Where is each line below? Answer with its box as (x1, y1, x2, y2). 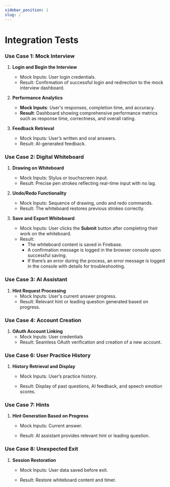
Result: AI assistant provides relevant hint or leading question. (19, 432, 150, 439)
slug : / (5, 12, 21, 17)
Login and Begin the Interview (12, 64, 77, 70)
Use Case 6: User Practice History (5, 352, 91, 359)
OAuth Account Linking (12, 328, 63, 334)
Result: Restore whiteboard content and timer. (19, 477, 116, 483)
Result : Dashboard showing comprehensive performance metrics (19, 110, 158, 116)
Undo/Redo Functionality (12, 190, 67, 197)
